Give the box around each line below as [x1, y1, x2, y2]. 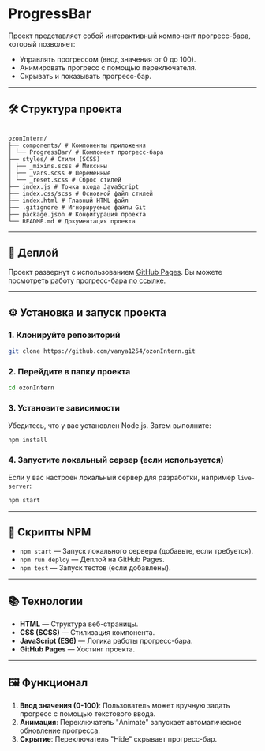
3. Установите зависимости [8, 403, 121, 414]
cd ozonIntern [8, 384, 55, 392]
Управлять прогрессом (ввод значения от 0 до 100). [19, 54, 196, 64]
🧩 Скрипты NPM [8, 526, 91, 539]
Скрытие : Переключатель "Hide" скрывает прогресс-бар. [19, 734, 218, 744]
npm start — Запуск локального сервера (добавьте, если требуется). [19, 546, 254, 556]
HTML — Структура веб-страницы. [19, 619, 139, 629]
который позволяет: [8, 39, 76, 48]
